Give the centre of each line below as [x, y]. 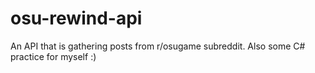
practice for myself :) [53, 56]
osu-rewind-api [76, 18]
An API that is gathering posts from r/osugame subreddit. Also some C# [158, 46]
